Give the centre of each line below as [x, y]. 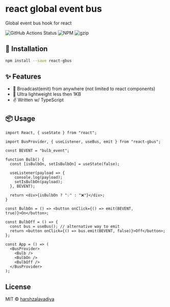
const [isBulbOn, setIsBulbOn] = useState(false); [65, 164]
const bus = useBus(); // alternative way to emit [65, 227]
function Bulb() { [25, 160]
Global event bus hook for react [39, 23]
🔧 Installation [27, 49]
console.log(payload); [39, 177]
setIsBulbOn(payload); [39, 182]
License [18, 287]
